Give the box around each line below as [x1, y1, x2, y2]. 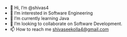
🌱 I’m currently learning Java [9, 15, 69, 21]
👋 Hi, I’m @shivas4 [9, 5, 49, 10]
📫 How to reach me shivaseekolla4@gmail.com [9, 26, 109, 32]
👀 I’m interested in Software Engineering [9, 10, 93, 16]
